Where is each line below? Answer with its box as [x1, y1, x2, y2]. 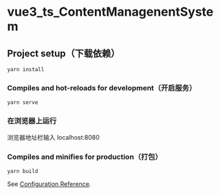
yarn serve [7, 99, 38, 106]
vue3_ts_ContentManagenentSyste [7, 4, 214, 20]
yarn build [7, 168, 38, 174]
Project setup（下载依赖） [7, 47, 120, 59]
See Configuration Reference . [7, 179, 91, 188]
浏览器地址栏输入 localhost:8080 [7, 133, 100, 141]
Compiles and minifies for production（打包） [7, 152, 163, 161]
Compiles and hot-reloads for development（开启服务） [7, 83, 197, 92]
